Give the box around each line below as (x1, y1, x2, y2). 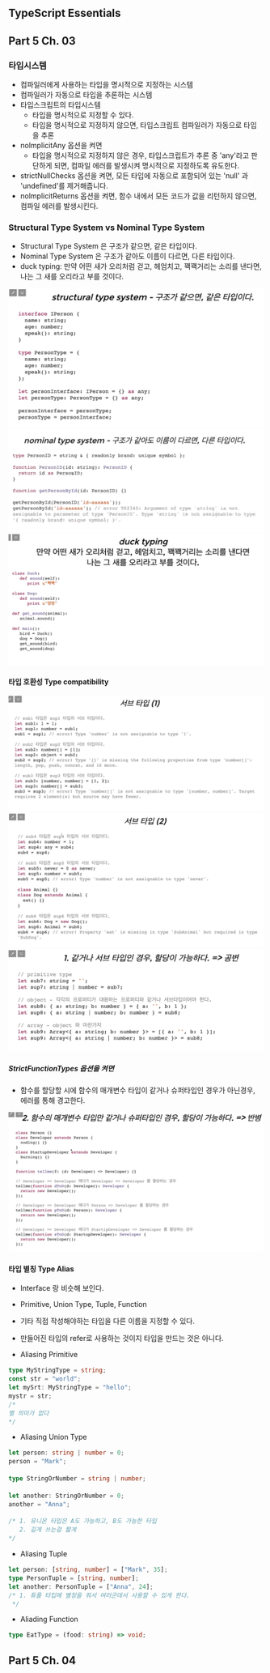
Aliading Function (19, 1615, 78, 1624)
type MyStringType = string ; (8, 1366, 107, 1375)
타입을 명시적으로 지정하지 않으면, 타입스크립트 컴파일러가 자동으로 (32, 121, 243, 130)
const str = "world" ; (8, 1375, 82, 1383)
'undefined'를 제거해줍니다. (19, 181, 109, 191)
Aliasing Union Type (19, 1432, 87, 1442)
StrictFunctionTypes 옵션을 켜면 (8, 1064, 115, 1074)
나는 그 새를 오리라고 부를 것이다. (19, 271, 124, 282)
